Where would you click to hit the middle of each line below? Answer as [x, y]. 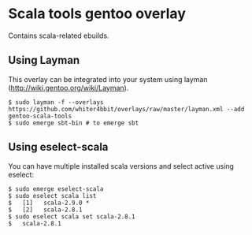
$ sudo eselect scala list [52, 196]
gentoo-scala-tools [40, 116]
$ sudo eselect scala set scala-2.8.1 [72, 216]
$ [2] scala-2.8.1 [45, 210]
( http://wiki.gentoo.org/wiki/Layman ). [69, 88]
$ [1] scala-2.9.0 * [49, 203]
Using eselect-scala [58, 147]
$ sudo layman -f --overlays [56, 102]
